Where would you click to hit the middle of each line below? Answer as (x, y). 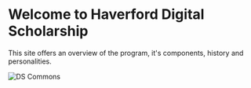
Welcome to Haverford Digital (106, 15)
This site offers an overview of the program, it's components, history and (126, 53)
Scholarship (48, 31)
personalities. (30, 61)
